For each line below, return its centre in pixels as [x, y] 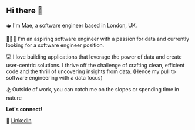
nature [14, 98]
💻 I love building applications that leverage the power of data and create [94, 57]
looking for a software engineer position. [55, 45]
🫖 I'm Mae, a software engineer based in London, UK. [72, 25]
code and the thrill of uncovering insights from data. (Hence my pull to [91, 71]
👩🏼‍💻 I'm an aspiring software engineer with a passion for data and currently [98, 39]
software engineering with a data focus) [54, 77]
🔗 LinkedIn [19, 120]
